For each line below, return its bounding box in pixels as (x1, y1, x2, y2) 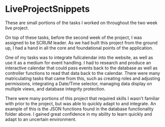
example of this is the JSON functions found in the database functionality (5, 106, 154, 112)
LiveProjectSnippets (5, 3, 90, 15)
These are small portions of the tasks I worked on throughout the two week (5, 20, 158, 26)
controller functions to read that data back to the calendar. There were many (5, 70, 160, 76)
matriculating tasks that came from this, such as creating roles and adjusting (5, 75, 161, 81)
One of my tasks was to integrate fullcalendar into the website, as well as (5, 54, 154, 60)
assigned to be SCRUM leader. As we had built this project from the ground (5, 39, 158, 45)
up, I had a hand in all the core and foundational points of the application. (5, 45, 154, 51)
